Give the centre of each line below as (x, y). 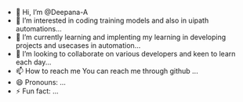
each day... (33, 62)
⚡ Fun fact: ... (37, 91)
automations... (39, 29)
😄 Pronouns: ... (41, 82)
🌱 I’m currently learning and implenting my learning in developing (121, 37)
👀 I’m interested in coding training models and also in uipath (112, 20)
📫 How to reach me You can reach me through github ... (107, 71)
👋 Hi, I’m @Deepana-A (52, 12)
